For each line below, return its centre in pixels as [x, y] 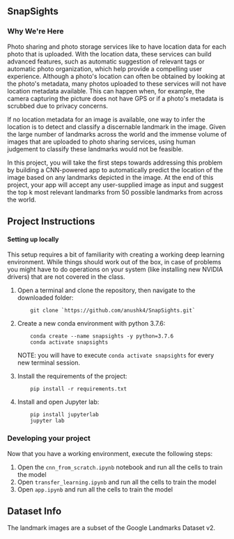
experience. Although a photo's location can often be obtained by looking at [116, 76]
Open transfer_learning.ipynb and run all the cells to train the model [117, 482]
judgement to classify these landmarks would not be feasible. [95, 149]
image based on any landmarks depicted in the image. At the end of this [110, 177]
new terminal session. [49, 363]
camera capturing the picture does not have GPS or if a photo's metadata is [116, 98]
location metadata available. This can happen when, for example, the [106, 91]
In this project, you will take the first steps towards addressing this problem [115, 162]
